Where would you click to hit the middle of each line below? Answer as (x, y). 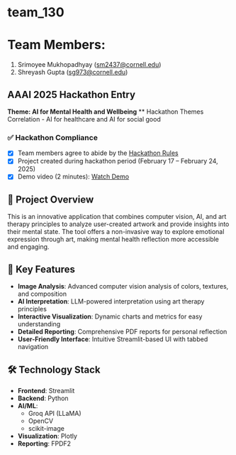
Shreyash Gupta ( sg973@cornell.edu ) (73, 73)
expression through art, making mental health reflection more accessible (113, 240)
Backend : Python (43, 398)
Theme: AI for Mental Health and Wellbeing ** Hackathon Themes (106, 112)
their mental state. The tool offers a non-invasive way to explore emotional (116, 232)
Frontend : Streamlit (46, 390)
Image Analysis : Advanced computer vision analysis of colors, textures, (123, 287)
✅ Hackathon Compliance (52, 137)
